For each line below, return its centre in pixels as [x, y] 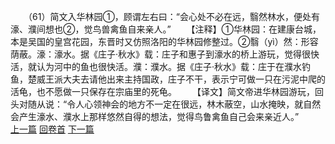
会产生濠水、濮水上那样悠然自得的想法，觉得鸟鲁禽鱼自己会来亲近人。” [155, 116]
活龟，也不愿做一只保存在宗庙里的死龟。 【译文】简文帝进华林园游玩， [162, 91]
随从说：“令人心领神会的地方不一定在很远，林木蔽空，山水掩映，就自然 [174, 104]
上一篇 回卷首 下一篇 [52, 129]
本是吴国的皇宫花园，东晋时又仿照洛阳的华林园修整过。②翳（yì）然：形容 [164, 41]
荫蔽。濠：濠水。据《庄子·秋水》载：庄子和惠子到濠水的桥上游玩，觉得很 [161, 54]
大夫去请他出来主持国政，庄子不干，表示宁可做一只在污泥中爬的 [194, 79]
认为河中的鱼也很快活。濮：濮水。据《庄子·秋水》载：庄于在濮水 [169, 66]
